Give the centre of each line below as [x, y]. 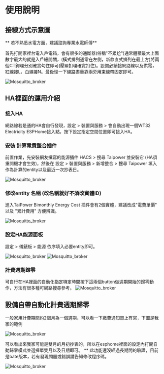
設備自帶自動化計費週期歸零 [47, 305]
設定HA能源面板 [24, 235]
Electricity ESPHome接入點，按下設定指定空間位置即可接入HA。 [70, 131]
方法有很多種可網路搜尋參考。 [44, 288]
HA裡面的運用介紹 [33, 99]
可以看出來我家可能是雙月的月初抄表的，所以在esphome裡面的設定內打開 [79, 344]
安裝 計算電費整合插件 [31, 145]
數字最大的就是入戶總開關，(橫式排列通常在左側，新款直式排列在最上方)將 [80, 59]
